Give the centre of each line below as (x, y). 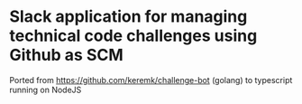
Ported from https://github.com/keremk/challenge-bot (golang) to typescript (151, 80)
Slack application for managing (128, 17)
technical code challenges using (133, 36)
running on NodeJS (46, 90)
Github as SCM (66, 55)
